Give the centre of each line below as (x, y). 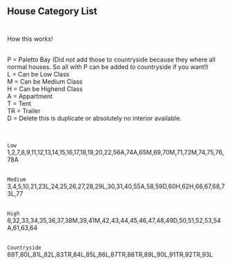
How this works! (30, 39)
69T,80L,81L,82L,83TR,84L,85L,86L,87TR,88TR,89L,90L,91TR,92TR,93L (110, 254)
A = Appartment (30, 96)
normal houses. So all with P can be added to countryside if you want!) (108, 67)
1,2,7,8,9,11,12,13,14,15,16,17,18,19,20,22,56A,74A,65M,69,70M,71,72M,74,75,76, (116, 152)
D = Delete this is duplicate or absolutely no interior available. (94, 118)
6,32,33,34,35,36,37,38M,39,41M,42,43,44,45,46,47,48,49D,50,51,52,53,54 (114, 220)
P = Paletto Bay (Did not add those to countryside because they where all (112, 59)
